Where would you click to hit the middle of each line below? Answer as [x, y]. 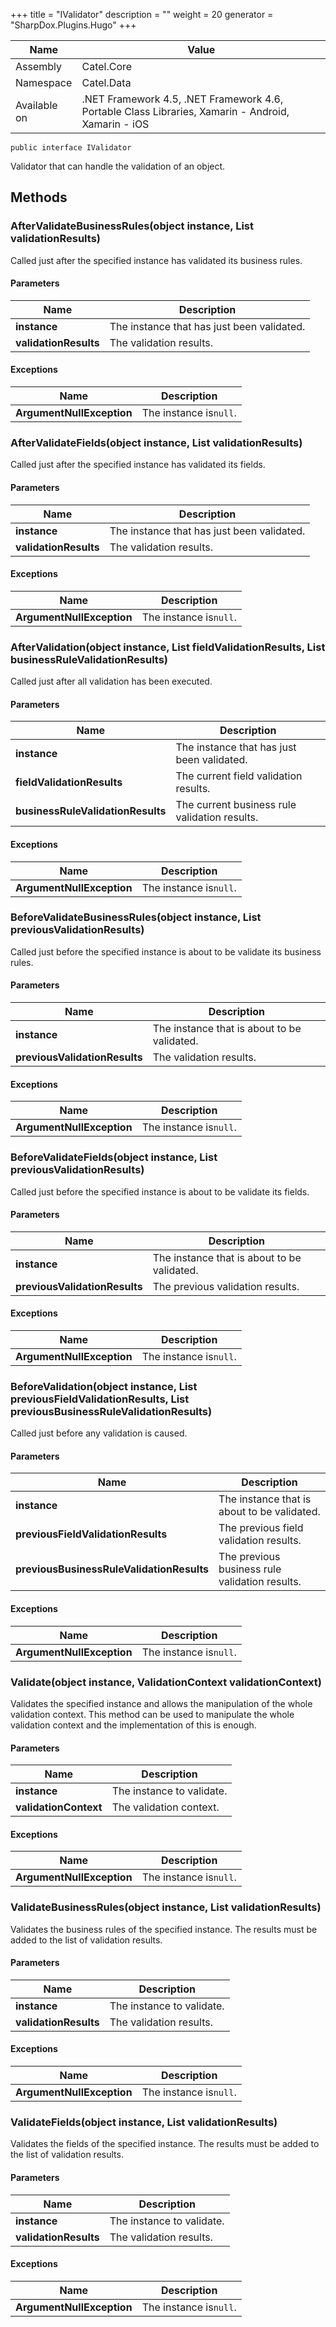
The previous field [261, 1528]
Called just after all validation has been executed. [111, 681]
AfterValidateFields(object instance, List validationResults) [156, 443]
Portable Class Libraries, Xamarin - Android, [185, 111]
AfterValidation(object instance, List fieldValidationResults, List [168, 647]
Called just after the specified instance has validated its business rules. [156, 260]
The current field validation [239, 776]
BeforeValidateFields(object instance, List [114, 1157]
